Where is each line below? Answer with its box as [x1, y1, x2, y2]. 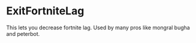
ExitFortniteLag [6, 4, 85, 18]
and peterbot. [6, 30, 40, 37]
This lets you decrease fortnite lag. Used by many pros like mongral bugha [6, 24, 190, 31]
